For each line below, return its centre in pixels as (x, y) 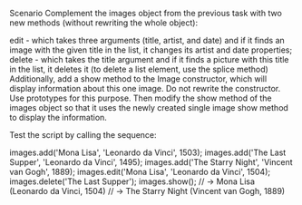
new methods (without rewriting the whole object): (103, 23)
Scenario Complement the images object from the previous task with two (146, 13)
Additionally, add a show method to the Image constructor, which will (138, 79)
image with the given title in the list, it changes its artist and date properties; (151, 50)
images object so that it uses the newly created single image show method (149, 107)
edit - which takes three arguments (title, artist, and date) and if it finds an (147, 40)
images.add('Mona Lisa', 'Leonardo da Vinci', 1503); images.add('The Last (148, 152)
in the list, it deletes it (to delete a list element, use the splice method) (139, 69)
